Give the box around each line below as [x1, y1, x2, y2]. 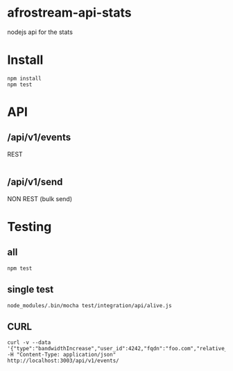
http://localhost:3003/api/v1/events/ [7, 357, 119, 365]
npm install [7, 75, 42, 82]
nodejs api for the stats [7, 28, 73, 36]
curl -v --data [7, 339, 51, 346]
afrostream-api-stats [7, 5, 132, 21]
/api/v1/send [7, 176, 63, 188]
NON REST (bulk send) [7, 194, 73, 202]
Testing [7, 218, 52, 234]
